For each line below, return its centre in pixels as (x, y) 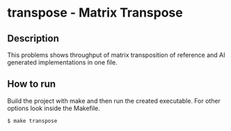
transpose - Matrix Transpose (95, 13)
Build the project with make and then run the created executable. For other (114, 101)
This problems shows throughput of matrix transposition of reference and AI (116, 55)
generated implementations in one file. (62, 62)
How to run (32, 84)
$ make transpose (32, 121)
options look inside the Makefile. (54, 108)
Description (33, 38)
